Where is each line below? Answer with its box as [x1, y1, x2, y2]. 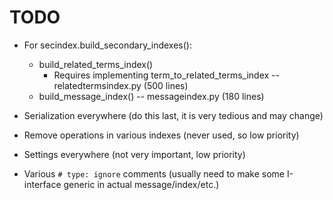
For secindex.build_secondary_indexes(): [23, 39, 192, 51]
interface [23, 178, 62, 190]
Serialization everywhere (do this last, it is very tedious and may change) [23, 109, 324, 121]
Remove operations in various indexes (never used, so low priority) [23, 129, 300, 141]
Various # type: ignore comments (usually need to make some [23, 167, 285, 180]
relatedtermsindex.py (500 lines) [53, 79, 189, 91]
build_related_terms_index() [38, 58, 154, 70]
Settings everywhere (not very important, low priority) [23, 148, 246, 160]
